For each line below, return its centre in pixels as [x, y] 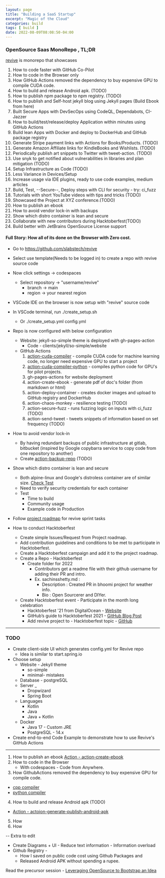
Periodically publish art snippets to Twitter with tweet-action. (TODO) [82, 153]
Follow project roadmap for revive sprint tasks [59, 518]
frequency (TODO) [46, 424]
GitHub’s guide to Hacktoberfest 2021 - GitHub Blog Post [84, 616]
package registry [30, 137]
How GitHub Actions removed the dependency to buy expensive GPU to [85, 80]
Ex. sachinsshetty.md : [57, 579]
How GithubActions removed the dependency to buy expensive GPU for [85, 772]
